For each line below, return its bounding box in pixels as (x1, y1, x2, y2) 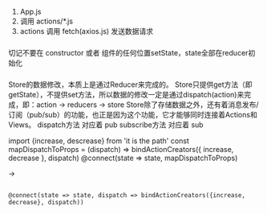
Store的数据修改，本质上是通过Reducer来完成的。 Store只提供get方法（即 (8, 80, 253, 89)
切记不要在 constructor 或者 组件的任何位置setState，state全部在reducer (8, 47, 249, 57)
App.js (19, 7, 42, 16)
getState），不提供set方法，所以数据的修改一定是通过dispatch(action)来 (8, 89, 245, 99)
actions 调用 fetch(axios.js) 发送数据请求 (19, 27, 154, 35)
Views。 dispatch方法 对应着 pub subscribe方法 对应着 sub (8, 120, 204, 130)
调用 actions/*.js (19, 16, 74, 26)
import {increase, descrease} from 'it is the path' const (8, 136, 190, 146)
